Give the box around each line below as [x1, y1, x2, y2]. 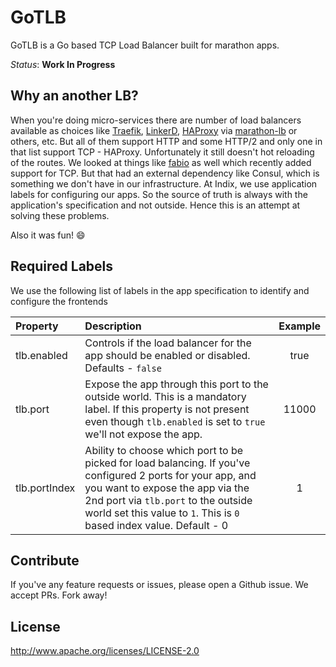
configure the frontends [10, 295, 108, 307]
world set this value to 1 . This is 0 [84, 506, 240, 520]
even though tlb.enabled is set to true [84, 414, 266, 428]
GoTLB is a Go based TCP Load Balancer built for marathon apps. [10, 39, 280, 51]
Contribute [10, 552, 80, 569]
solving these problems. [10, 209, 110, 221]
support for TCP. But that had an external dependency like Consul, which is [10, 167, 320, 179]
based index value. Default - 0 [84, 518, 229, 532]
